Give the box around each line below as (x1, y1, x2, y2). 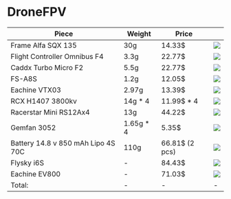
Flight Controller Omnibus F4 (10, 51, 104, 61)
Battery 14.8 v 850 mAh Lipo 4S (10, 138, 115, 148)
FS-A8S (10, 73, 38, 83)
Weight (126, 29, 151, 38)
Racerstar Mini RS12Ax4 (10, 107, 91, 117)
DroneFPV (7, 4, 67, 20)
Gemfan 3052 (10, 123, 56, 132)
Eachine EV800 (10, 169, 60, 178)
